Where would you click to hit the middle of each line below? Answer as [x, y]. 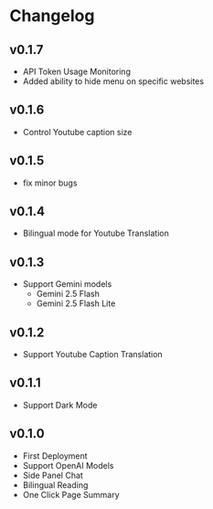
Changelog [52, 16]
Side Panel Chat [53, 475]
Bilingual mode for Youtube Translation [96, 233]
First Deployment [55, 456]
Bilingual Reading [55, 484]
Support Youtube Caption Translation [92, 355]
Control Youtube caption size [77, 132]
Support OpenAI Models [68, 465]
